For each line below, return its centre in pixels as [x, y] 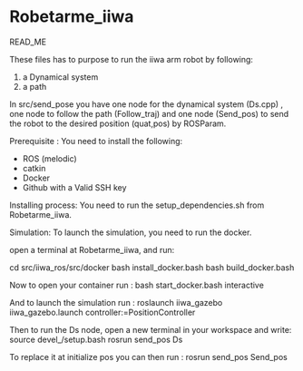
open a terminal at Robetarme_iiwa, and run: [92, 249]
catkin [34, 168]
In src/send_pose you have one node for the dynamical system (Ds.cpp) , [147, 104]
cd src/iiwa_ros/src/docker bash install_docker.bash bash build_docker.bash [152, 267]
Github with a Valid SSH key [74, 187]
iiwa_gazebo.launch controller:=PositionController [103, 312]
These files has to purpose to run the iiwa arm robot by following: [132, 59]
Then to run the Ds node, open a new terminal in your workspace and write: [151, 329]
